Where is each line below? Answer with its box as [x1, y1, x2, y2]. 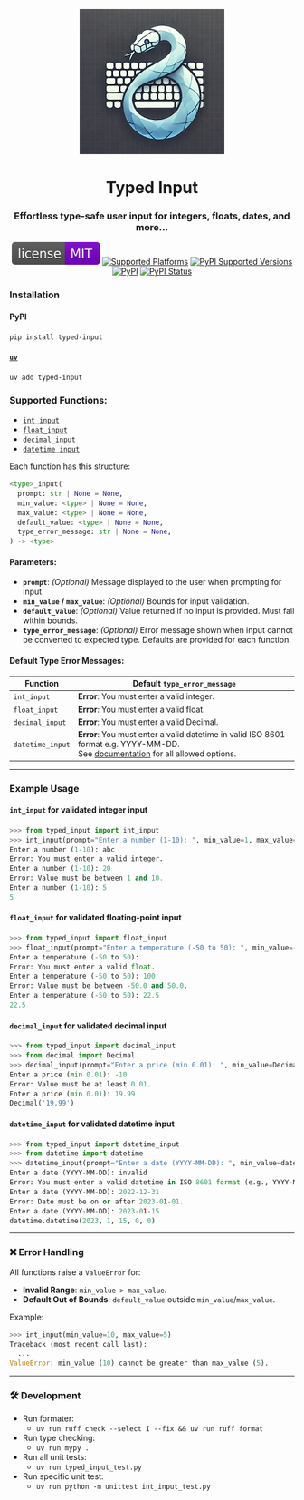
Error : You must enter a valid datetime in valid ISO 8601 [78, 729, 286, 740]
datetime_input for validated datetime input [9, 1118, 175, 1129]
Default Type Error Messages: [9, 656, 125, 667]
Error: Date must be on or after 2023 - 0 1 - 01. [9, 1197, 184, 1206]
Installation [9, 288, 61, 301]
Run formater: [22, 1413, 74, 1424]
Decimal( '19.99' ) [9, 1098, 75, 1108]
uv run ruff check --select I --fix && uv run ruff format [35, 1425, 264, 1434]
